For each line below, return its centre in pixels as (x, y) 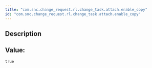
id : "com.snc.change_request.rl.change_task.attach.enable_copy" (73, 14)
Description (23, 34)
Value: (15, 50)
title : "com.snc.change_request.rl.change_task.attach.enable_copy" (76, 9)
